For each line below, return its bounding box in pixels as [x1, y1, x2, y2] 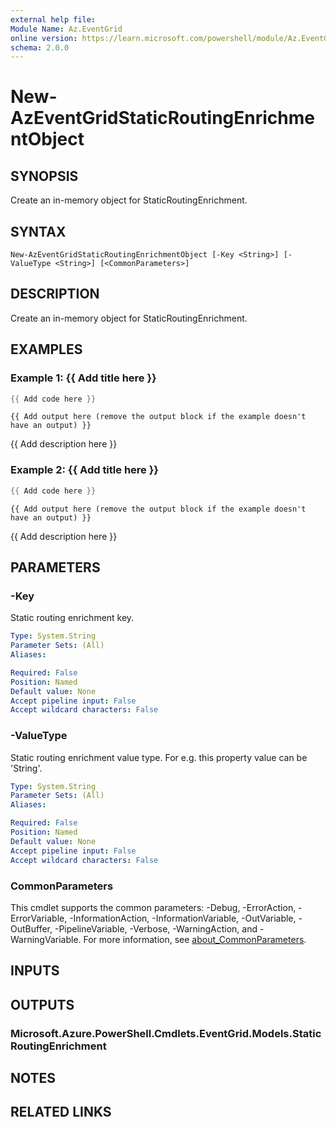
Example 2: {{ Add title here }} [10, 463, 160, 477]
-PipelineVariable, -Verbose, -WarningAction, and [54, 922, 258, 935]
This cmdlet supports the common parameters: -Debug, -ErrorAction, [10, 901, 297, 913]
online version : [10, 33, 78, 43]
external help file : [10, 14, 97, 25]
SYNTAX [10, 223, 67, 240]
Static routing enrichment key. [10, 612, 135, 624]
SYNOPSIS [10, 167, 79, 185]
